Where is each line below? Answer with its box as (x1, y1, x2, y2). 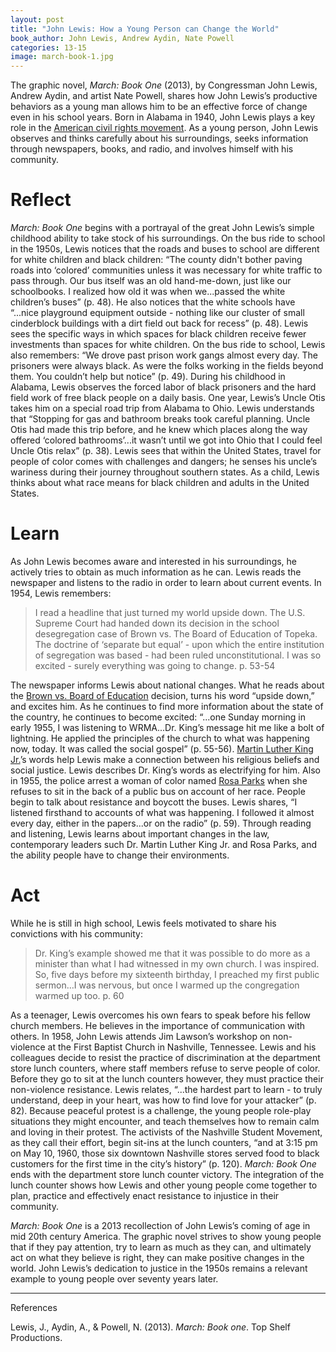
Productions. (10, 1331, 63, 1343)
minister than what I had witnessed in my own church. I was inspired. (34, 957, 320, 970)
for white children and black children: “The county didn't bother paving (10, 254, 303, 266)
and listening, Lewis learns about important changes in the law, (10, 828, 270, 840)
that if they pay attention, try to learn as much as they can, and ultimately (10, 1241, 312, 1253)
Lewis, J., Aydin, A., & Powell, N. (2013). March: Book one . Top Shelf (10, 1321, 291, 1333)
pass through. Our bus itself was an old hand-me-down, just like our (10, 275, 292, 287)
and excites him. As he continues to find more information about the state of (10, 701, 324, 712)
